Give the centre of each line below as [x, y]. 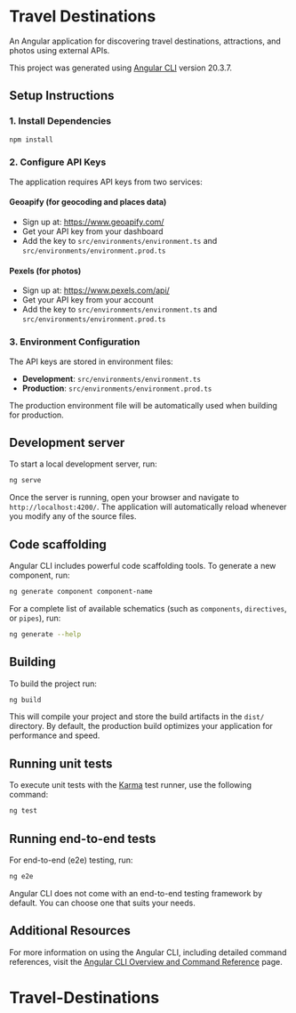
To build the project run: [53, 684]
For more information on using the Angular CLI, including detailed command [148, 952]
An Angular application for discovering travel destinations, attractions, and [145, 41]
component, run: [40, 575]
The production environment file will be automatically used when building [144, 405]
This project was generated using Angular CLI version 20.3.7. [121, 68]
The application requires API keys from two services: [106, 182]
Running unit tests [61, 763]
